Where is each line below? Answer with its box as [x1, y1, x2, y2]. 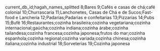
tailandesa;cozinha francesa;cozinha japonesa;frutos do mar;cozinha [5, 30, 145, 36]
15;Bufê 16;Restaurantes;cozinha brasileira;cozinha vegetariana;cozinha [5, 20, 151, 25]
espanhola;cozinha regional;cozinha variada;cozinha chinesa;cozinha [5, 35, 146, 41]
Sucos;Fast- [128, 9, 153, 15]
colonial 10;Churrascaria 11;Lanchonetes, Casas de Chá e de [5, 9, 128, 15]
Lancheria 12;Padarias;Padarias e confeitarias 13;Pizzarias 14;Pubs [19, 15, 155, 20]
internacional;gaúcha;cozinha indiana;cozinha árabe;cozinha [5, 25, 128, 31]
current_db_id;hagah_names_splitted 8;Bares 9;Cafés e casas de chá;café [5, 4, 156, 10]
